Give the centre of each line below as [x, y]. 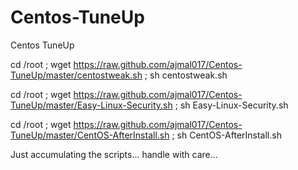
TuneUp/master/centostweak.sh [76, 75]
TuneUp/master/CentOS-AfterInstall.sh [90, 135]
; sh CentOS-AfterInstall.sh [226, 135]
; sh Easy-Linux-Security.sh [231, 105]
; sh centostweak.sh [186, 75]
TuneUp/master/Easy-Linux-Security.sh [91, 105]
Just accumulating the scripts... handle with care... [114, 154]
